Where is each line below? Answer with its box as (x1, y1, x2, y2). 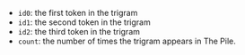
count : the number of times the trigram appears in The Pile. (17, 35, 236, 46)
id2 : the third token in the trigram (17, 27, 141, 36)
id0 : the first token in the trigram (17, 8, 138, 18)
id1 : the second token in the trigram (17, 17, 151, 27)
